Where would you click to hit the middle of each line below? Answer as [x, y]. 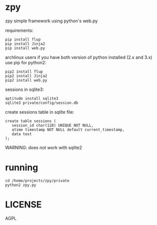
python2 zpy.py [21, 185]
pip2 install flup [24, 71]
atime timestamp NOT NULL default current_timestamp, [68, 130]
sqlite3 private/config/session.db [42, 103]
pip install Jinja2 [25, 44]
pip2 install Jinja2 [26, 76]
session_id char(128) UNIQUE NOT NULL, [53, 125]
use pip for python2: [26, 62]
